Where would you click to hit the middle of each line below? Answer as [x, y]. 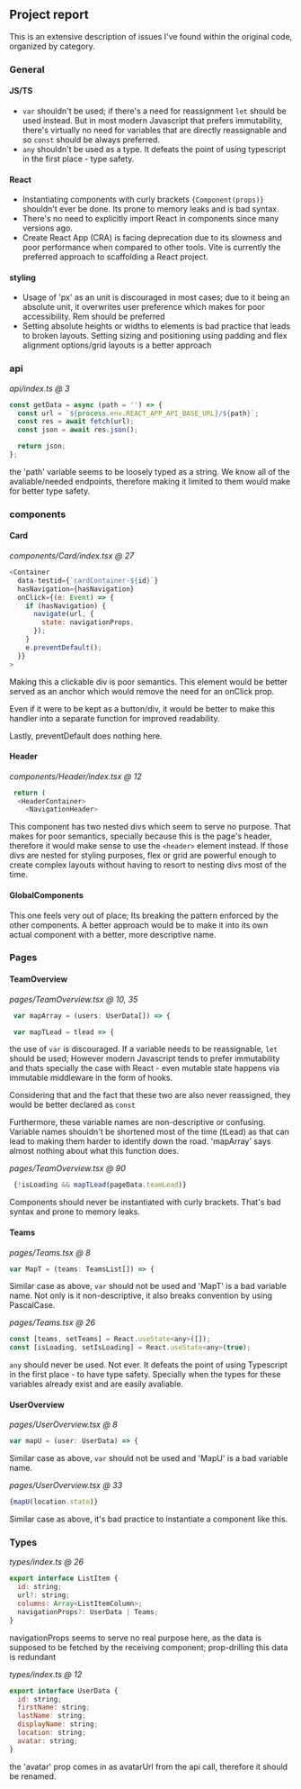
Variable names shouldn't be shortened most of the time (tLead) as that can [149, 1132]
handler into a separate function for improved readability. [115, 718]
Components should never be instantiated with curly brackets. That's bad [145, 1203]
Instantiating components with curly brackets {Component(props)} [143, 200]
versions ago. [48, 228]
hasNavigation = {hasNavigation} [76, 589]
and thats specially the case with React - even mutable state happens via [145, 1068]
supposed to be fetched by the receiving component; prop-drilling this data [149, 1647]
